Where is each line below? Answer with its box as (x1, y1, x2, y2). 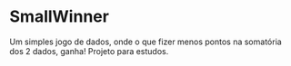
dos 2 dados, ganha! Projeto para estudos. (9, 45, 169, 56)
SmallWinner (9, 6, 109, 27)
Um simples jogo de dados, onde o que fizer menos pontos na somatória (9, 36, 282, 47)
